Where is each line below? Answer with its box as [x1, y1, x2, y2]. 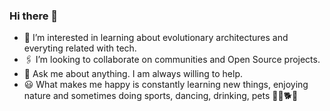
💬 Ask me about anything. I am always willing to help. [23, 68, 244, 80]
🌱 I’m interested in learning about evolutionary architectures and [23, 32, 289, 44]
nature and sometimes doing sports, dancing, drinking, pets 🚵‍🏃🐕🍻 [23, 90, 299, 102]
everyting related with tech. [23, 42, 137, 54]
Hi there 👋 [9, 9, 59, 23]
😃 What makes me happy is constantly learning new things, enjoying [23, 79, 309, 91]
